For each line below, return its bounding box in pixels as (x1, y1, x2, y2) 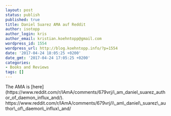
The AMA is (5, 84, 30, 90)
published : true (5, 17, 40, 22)
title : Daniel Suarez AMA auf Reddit (5, 22, 86, 27)
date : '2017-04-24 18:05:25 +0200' (5, 50, 81, 55)
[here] (31, 84, 44, 90)
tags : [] (5, 70, 24, 75)
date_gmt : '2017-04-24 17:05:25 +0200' (5, 55, 91, 61)
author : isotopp (5, 27, 40, 32)
